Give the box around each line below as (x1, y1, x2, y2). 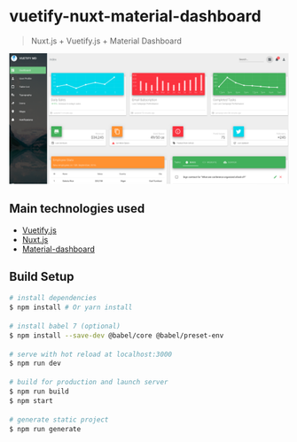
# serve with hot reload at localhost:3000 (9, 350, 173, 359)
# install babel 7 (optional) (9, 322, 121, 330)
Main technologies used (9, 201, 145, 216)
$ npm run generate (9, 424, 82, 433)
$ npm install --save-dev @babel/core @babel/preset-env (9, 330, 224, 340)
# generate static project (9, 415, 109, 424)
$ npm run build (9, 387, 69, 396)
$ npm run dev (9, 359, 62, 368)
